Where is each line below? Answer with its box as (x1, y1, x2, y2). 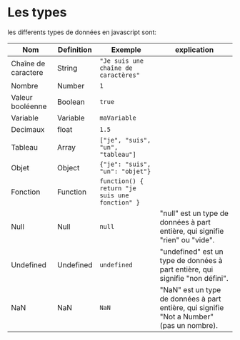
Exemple (111, 44, 141, 54)
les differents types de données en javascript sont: (7, 28, 157, 36)
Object (56, 163, 80, 172)
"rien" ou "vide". (159, 235, 215, 244)
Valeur (11, 92, 33, 102)
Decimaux (11, 124, 45, 134)
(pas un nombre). (159, 320, 218, 330)
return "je (99, 184, 137, 192)
